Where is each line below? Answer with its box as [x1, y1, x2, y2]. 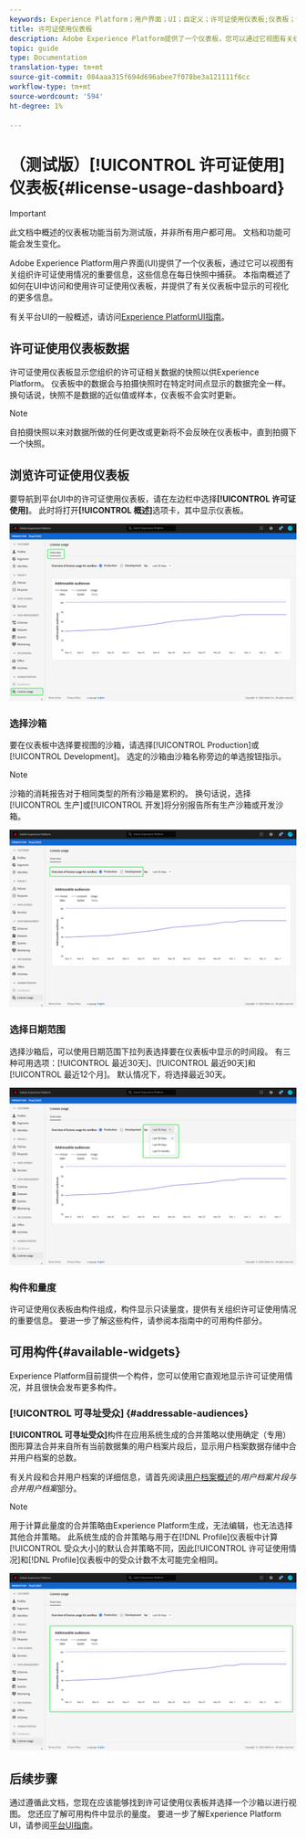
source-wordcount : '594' [9, 91, 104, 100]
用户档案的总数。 [16, 1453, 82, 1464]
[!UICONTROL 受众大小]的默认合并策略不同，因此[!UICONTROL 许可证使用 [9, 1543, 289, 1554]
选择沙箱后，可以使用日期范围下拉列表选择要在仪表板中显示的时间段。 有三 [9, 1046, 291, 1057]
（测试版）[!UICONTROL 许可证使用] [9, 154, 285, 175]
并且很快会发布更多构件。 [25, 1381, 121, 1392]
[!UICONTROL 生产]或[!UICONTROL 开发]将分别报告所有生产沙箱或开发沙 [9, 799, 284, 810]
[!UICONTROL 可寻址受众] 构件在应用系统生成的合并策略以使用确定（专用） [9, 1430, 291, 1441]
